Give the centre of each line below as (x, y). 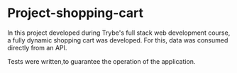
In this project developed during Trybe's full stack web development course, (119, 33)
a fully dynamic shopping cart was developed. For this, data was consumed (118, 40)
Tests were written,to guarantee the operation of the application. (101, 61)
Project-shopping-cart (76, 13)
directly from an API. (37, 47)
